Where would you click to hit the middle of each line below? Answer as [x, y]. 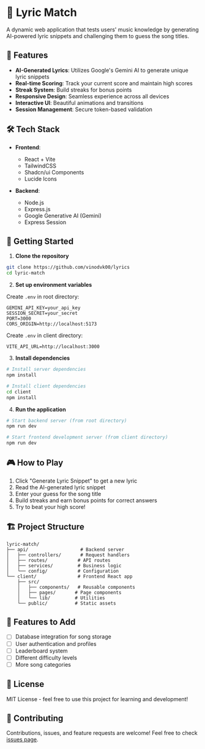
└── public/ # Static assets [67, 603]
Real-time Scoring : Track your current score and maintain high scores [104, 83]
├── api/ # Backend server [65, 549]
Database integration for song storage [63, 637]
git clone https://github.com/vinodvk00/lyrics [68, 267]
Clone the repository [42, 256]
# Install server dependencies [46, 370]
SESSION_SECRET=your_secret [42, 313]
